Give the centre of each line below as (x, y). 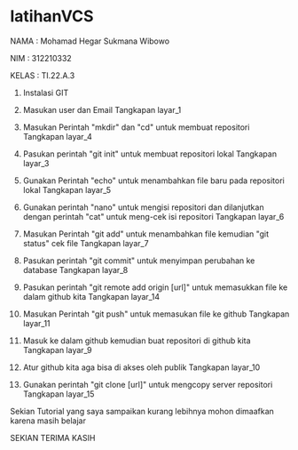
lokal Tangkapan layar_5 (67, 189)
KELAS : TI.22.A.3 (43, 75)
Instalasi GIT (46, 92)
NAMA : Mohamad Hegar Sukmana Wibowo (90, 41)
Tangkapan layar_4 (57, 136)
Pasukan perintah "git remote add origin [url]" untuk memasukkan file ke (155, 287)
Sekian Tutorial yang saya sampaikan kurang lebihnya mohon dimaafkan (142, 411)
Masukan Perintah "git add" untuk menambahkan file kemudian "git (146, 234)
